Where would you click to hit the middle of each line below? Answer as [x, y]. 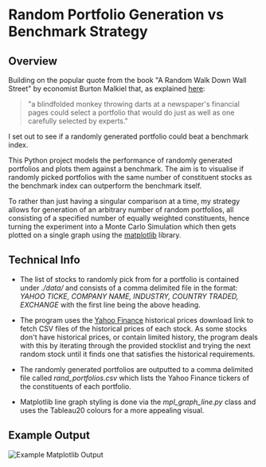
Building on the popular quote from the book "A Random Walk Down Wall [127, 80]
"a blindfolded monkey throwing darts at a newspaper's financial [134, 104]
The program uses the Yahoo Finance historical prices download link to [136, 320]
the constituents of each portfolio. [75, 386]
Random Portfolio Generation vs [116, 15]
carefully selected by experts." [78, 121]
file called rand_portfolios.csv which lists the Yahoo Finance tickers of [134, 378]
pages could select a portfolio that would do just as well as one [131, 112]
